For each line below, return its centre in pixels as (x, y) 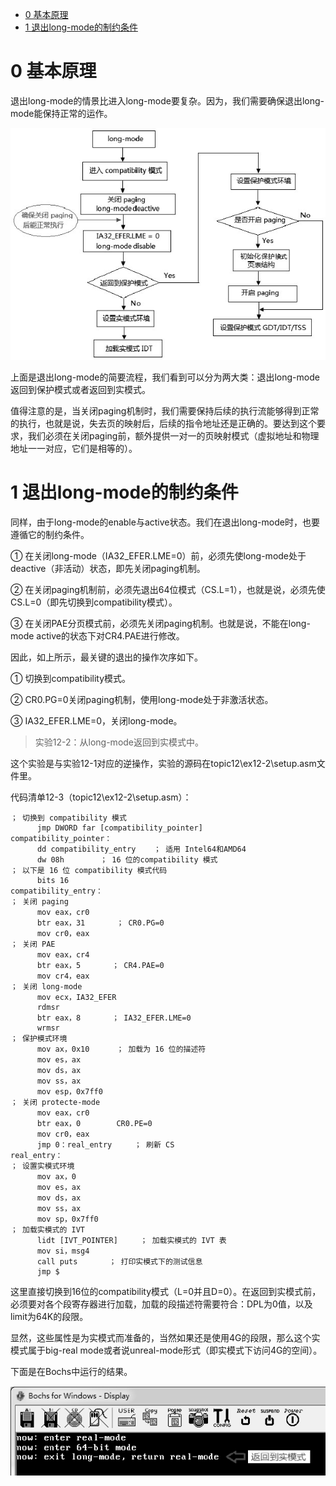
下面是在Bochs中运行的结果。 (71, 1371)
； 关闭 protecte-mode (55, 1102)
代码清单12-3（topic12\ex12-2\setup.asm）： (101, 797)
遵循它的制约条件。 (50, 534)
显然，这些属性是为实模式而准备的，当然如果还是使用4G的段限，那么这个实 (165, 1337)
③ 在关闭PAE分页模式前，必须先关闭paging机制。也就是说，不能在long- (160, 623)
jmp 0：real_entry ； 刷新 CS (105, 1144)
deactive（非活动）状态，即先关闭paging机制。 (108, 568)
